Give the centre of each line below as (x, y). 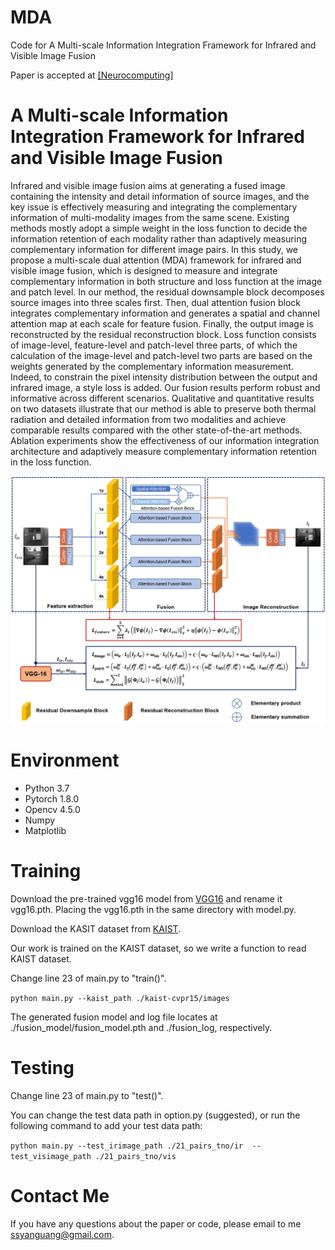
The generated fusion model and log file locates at (114, 1017)
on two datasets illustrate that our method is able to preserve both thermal (163, 408)
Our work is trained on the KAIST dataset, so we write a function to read (158, 948)
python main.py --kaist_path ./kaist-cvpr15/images (120, 998)
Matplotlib (45, 831)
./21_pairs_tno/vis (136, 1156)
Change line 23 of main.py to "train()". (88, 978)
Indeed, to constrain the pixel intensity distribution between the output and (164, 377)
